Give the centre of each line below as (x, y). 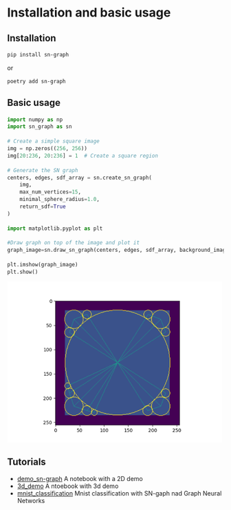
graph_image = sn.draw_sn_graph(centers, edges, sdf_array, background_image (118, 250)
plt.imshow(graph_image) (43, 265)
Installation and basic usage (89, 13)
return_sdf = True (43, 207)
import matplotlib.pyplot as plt (55, 229)
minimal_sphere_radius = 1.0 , (59, 200)
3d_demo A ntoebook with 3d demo (68, 486)
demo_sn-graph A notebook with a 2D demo (80, 478)
